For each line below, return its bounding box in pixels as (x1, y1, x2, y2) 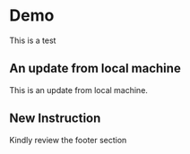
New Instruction (9, 111, 101, 126)
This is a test (9, 35, 56, 46)
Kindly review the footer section (9, 134, 127, 145)
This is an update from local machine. (9, 84, 148, 95)
